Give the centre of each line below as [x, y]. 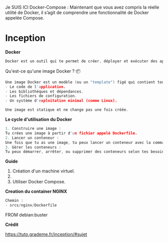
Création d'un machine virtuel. [43, 171]
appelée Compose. [25, 18]
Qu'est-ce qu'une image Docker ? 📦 [43, 71]
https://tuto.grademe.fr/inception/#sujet [46, 234]
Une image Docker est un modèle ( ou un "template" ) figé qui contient [80, 82]
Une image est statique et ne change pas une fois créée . [67, 110]
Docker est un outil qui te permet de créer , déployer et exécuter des [81, 61]
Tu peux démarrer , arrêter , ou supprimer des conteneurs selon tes [77, 152]
